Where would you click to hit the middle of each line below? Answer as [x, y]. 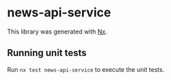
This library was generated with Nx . [57, 31]
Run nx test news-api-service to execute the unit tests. [86, 69]
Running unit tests [47, 53]
